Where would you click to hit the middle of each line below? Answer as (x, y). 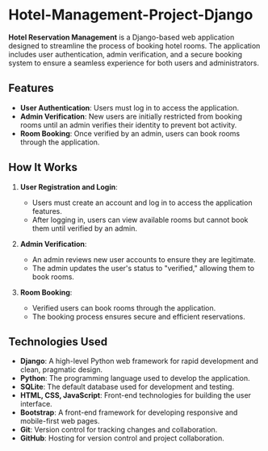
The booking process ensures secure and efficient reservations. (139, 316)
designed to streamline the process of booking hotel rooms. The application (134, 45)
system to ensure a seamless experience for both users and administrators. (134, 63)
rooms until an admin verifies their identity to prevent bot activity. (128, 125)
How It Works (43, 167)
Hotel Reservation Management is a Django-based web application (121, 37)
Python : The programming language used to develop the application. (135, 378)
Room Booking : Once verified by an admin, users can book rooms (130, 133)
